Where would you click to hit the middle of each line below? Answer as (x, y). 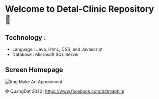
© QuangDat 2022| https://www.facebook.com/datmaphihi (65, 91)
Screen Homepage (34, 70)
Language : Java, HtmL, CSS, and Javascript (57, 49)
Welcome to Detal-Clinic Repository (80, 9)
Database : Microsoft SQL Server (45, 54)
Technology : (26, 37)
